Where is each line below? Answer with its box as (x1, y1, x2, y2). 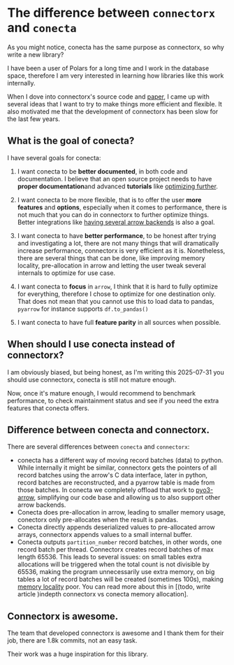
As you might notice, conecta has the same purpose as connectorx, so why (7, 43, 225, 51)
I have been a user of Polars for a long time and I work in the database (7, 64, 210, 72)
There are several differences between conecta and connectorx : (7, 442, 190, 451)
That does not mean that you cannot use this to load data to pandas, (17, 297, 214, 305)
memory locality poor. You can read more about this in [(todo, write (17, 582, 211, 591)
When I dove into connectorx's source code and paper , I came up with (7, 92, 210, 101)
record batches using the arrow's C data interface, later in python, (17, 471, 208, 479)
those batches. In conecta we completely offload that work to (17, 486, 194, 494)
